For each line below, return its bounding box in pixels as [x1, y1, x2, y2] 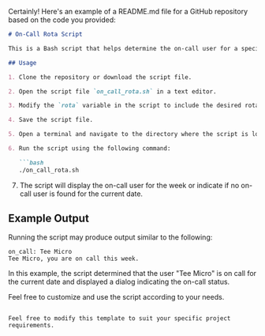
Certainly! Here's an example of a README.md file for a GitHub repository [8, 7, 248, 16]
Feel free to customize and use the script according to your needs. [8, 293, 225, 302]
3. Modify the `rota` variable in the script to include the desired [8, 102, 242, 110]
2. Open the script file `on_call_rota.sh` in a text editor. [8, 87, 217, 96]
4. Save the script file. [8, 116, 93, 124]
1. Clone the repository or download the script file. [8, 73, 192, 81]
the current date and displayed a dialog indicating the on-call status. [8, 277, 230, 287]
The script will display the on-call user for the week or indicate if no [19, 180, 240, 190]
